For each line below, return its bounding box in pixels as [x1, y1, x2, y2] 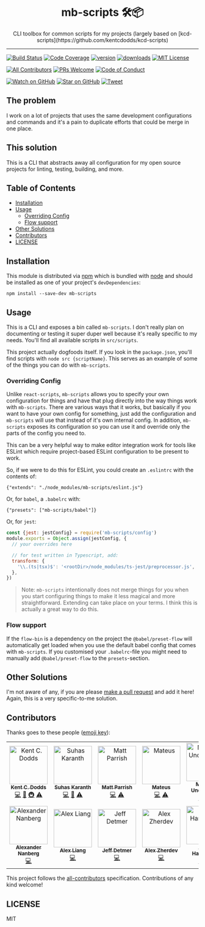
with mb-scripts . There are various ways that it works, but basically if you [6, 403, 191, 411]
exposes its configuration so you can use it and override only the [27, 423, 190, 430]
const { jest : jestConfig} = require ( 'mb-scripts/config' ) [6, 530, 157, 536]
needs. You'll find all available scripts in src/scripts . [6, 337, 138, 343]
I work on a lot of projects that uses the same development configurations [6, 111, 192, 119]
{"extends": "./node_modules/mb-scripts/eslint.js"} [6, 485, 143, 491]
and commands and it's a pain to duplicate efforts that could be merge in [6, 118, 189, 126]
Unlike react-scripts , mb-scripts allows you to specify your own [6, 391, 169, 398]
